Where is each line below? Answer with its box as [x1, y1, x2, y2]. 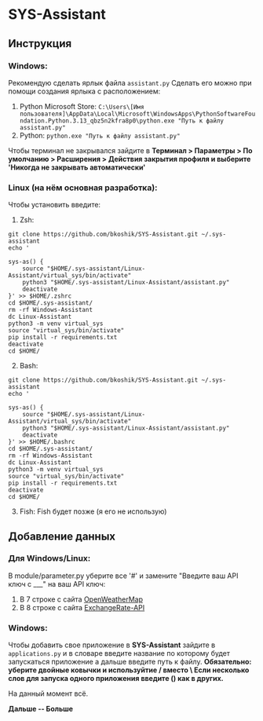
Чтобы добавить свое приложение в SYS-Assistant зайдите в [8, 640, 216, 650]
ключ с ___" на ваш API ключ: [8, 579, 106, 588]
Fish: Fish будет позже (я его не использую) [19, 507, 167, 516]
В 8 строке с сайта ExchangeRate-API [19, 602, 145, 612]
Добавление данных [8, 529, 116, 543]
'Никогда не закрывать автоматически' [8, 163, 146, 172]
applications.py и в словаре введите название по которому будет [8, 649, 230, 658]
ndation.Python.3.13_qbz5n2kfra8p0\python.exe [19, 116, 175, 125]
